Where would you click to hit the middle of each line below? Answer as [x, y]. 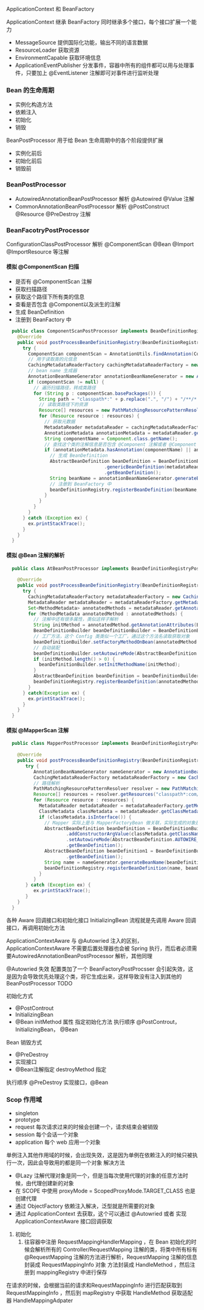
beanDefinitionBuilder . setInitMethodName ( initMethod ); [110, 665]
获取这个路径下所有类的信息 [50, 297]
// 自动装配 [46, 647]
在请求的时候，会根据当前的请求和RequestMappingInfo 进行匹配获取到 [94, 1285]
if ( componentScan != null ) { [66, 382]
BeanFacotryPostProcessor [48, 230]
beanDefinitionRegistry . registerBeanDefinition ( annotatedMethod [116, 682]
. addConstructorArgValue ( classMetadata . [118, 834]
